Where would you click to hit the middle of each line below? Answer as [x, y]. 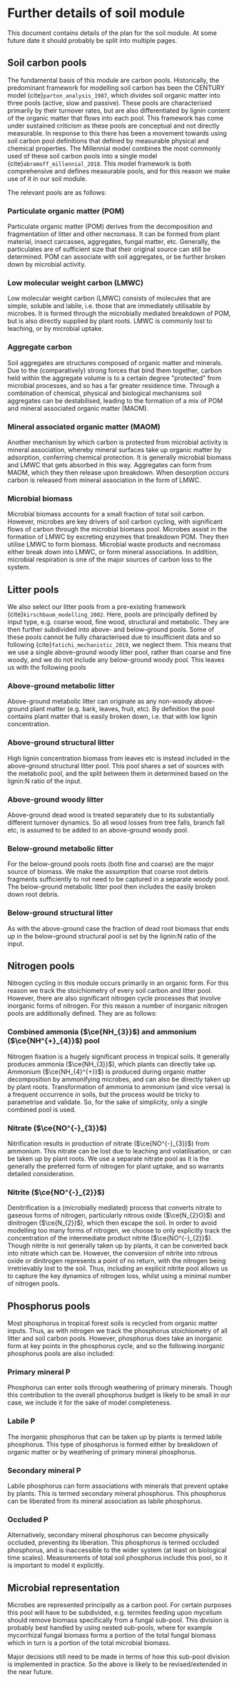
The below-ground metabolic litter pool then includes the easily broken [112, 887]
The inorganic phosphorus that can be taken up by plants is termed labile [115, 1437]
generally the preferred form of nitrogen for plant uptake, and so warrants [116, 1166]
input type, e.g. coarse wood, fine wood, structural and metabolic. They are [118, 622]
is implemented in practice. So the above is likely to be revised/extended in [117, 1664]
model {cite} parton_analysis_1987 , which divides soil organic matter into [114, 95]
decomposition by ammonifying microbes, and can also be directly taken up [119, 1079]
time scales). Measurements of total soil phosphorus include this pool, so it [118, 1558]
